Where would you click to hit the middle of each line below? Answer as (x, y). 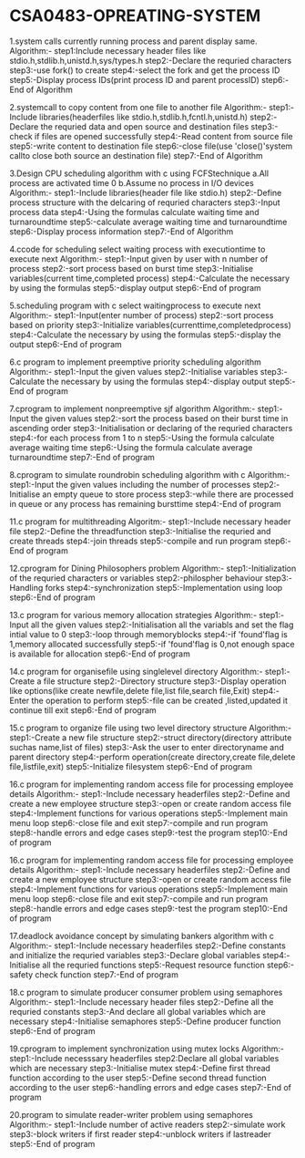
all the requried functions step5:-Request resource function (154, 965)
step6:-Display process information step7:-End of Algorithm (122, 231)
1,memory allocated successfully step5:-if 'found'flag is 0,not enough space (152, 644)
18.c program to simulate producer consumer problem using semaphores (146, 992)
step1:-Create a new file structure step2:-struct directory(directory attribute (151, 737)
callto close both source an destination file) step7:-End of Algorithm (137, 155)
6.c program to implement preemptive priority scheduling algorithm (135, 362)
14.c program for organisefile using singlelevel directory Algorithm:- (136, 671)
